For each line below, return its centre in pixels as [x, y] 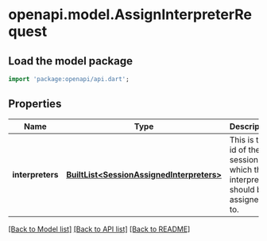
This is [242, 139]
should [242, 189]
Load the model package [71, 61]
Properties [35, 104]
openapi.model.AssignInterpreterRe [130, 15]
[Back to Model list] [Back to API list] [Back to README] [99, 229]
